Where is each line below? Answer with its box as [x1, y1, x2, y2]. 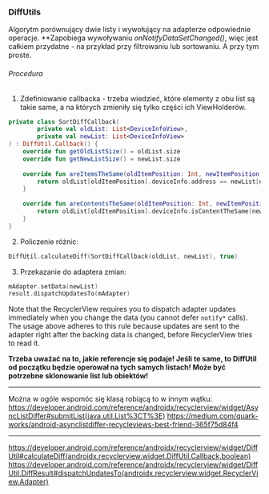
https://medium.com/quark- [167, 411, 259, 421]
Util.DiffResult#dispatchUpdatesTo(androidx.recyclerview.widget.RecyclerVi [8, 468, 259, 478]
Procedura [8, 68, 43, 78]
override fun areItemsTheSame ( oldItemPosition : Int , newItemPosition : [22, 169, 263, 178]
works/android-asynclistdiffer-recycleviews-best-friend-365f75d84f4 [8, 420, 239, 430]
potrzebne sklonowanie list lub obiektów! [8, 371, 149, 381]
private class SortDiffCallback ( [8, 117, 120, 126]
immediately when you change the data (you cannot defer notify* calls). [8, 312, 248, 323]
